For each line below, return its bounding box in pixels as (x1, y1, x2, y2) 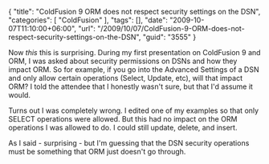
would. (8, 90, 31, 99)
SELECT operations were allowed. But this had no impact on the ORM (8, 114, 238, 123)
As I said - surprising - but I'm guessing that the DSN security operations (8, 138, 250, 147)
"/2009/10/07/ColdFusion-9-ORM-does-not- (97, 24, 245, 33)
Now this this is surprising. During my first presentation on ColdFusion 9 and (8, 48, 261, 57)
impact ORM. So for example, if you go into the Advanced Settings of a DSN (8, 65, 259, 74)
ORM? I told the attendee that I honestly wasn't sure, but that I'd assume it (8, 82, 253, 91)
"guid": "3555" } (142, 32, 197, 42)
